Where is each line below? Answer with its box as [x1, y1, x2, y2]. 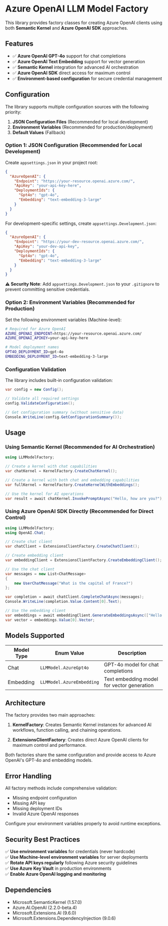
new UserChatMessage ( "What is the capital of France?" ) [14, 581, 133, 586]
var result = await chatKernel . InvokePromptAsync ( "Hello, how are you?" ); [5, 496, 164, 501]
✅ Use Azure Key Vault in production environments [5, 865, 111, 871]
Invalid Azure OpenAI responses [12, 811, 79, 817]
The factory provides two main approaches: [5, 712, 95, 718]
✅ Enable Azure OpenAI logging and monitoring [5, 871, 106, 877]
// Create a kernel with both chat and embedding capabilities [5, 477, 140, 482]
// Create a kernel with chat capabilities [5, 464, 97, 469]
